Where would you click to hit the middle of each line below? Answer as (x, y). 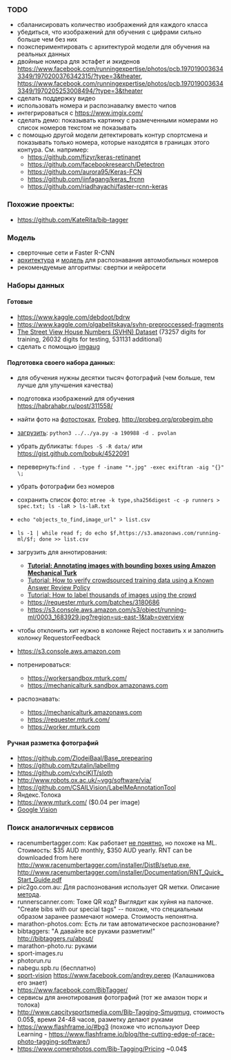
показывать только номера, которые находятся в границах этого (113, 143)
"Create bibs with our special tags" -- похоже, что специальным (110, 909)
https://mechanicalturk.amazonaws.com (85, 712)
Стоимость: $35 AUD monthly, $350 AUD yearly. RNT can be (104, 850)
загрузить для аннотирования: (62, 553)
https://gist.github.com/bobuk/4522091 (73, 453)
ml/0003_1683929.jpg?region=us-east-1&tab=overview (106, 617)
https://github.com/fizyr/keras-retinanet (84, 157)
